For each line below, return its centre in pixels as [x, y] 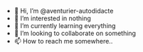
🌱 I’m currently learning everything [65, 26]
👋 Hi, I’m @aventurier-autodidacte [64, 11]
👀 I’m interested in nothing [52, 18]
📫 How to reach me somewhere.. [63, 41]
